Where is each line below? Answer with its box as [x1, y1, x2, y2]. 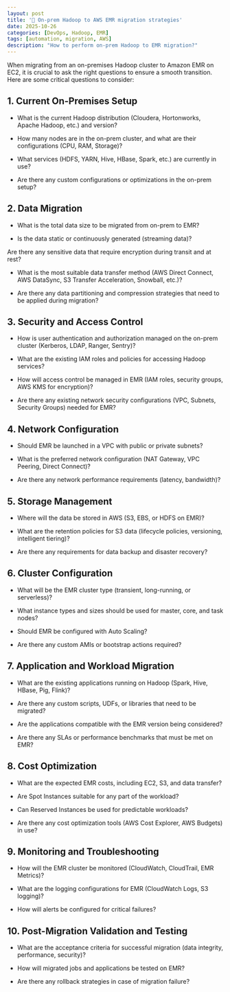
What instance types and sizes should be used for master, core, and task [16, 606, 224, 615]
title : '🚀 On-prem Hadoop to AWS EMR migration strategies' [7, 16, 183, 23]
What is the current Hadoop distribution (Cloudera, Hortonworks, [16, 113, 201, 122]
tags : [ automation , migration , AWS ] [7, 36, 112, 43]
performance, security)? [16, 951, 86, 959]
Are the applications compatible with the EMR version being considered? [16, 720, 223, 728]
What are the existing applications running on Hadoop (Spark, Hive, [16, 679, 208, 687]
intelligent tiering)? [16, 534, 70, 543]
